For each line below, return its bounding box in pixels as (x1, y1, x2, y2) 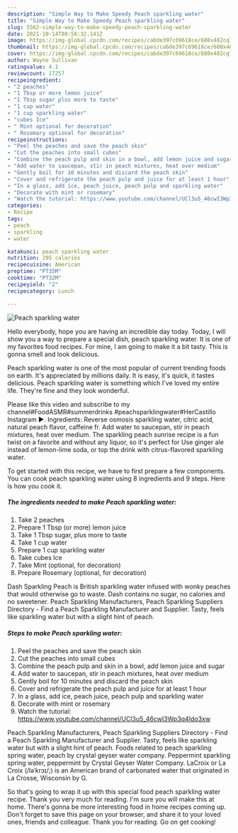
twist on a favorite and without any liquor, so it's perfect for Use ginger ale (7, 438, 225, 446)
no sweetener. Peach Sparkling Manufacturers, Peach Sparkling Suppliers (7, 598, 223, 606)
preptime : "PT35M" (7, 268, 62, 275)
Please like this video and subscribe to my (7, 399, 130, 409)
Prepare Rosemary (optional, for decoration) (17, 569, 147, 577)
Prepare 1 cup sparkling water (17, 546, 105, 554)
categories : (7, 202, 42, 210)
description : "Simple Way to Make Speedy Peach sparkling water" (7, 10, 204, 18)
